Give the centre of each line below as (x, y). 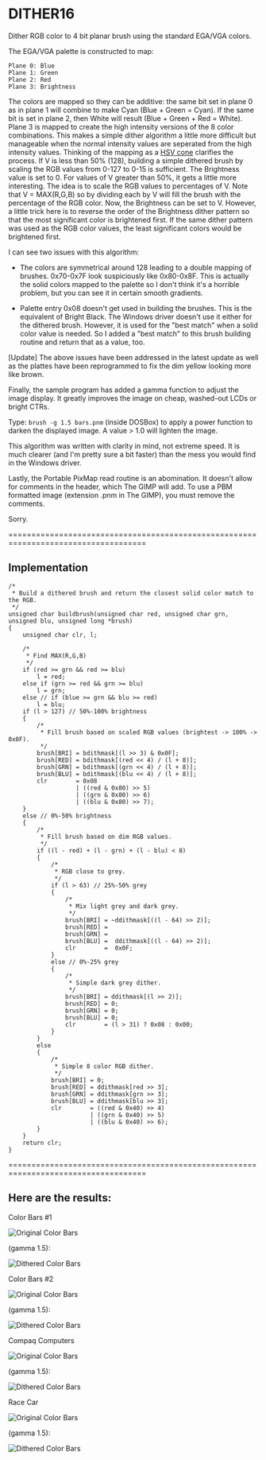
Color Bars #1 (30, 1217)
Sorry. (18, 518)
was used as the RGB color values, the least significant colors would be (125, 228)
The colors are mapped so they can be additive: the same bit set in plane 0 (131, 101)
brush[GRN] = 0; (92, 1011)
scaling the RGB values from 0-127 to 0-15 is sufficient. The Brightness (124, 169)
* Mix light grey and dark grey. (124, 906)
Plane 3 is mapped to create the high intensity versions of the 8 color (121, 126)
